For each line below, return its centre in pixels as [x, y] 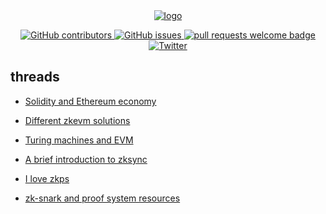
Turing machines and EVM [79, 140]
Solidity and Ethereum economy [90, 101]
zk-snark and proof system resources [102, 198]
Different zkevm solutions [77, 120]
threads [35, 77]
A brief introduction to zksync [86, 159]
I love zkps [47, 178]
